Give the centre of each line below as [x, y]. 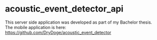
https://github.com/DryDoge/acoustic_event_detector [58, 32]
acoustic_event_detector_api [64, 9]
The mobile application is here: [36, 27]
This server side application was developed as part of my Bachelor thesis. [78, 22]
